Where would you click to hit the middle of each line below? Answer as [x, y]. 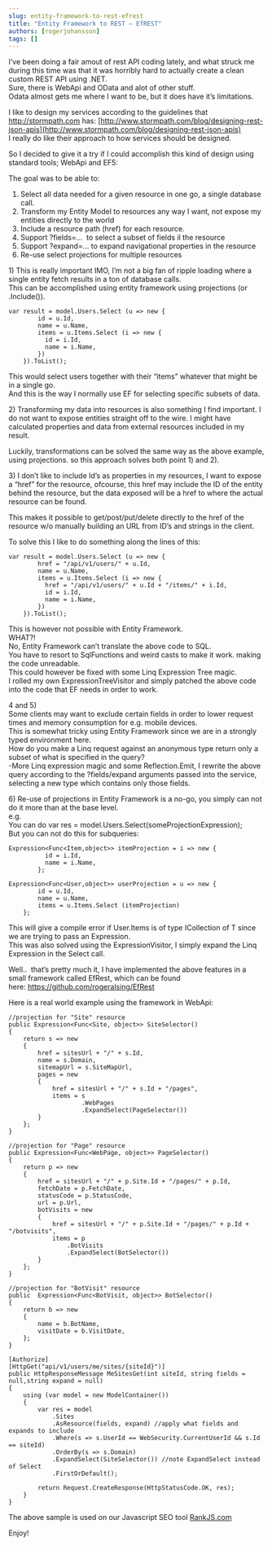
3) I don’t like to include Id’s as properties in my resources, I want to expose [135, 476]
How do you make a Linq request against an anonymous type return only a [134, 749]
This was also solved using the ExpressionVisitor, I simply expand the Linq [133, 945]
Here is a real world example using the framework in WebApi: [111, 1003]
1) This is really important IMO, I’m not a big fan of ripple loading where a [130, 270]
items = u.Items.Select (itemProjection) [109, 906]
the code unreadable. [44, 664]
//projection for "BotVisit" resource [74, 1289]
